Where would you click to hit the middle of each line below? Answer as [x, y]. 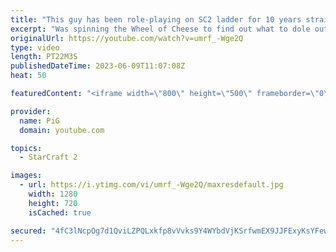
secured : [28, 231]
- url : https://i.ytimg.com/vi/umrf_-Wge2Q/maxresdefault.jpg [151, 185]
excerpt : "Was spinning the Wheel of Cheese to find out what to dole [160, 29]
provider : [31, 111]
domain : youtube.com [62, 130]
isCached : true [60, 212]
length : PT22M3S [44, 57]
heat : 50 [28, 76]
